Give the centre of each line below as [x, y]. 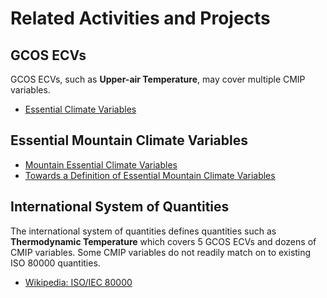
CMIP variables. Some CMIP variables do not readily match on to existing [161, 252]
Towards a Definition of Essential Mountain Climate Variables [150, 175]
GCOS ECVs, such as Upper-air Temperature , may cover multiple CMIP [158, 79]
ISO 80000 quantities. [55, 263]
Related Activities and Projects [140, 18]
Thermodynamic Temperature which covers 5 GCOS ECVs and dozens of [163, 241]
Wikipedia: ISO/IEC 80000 [78, 282]
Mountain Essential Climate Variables [101, 164]
